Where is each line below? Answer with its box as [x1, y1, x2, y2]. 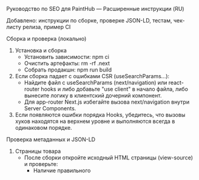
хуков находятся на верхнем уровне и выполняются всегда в [15, 118, 175, 125]
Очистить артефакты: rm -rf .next [24, 60, 110, 67]
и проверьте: [24, 161, 58, 167]
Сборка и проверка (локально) [6, 35, 87, 42]
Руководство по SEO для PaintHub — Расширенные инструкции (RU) [6, 5, 184, 12]
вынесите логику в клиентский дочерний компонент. [24, 92, 162, 99]
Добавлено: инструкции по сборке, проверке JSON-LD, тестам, [6, 17, 172, 24]
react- [168, 79, 184, 86]
